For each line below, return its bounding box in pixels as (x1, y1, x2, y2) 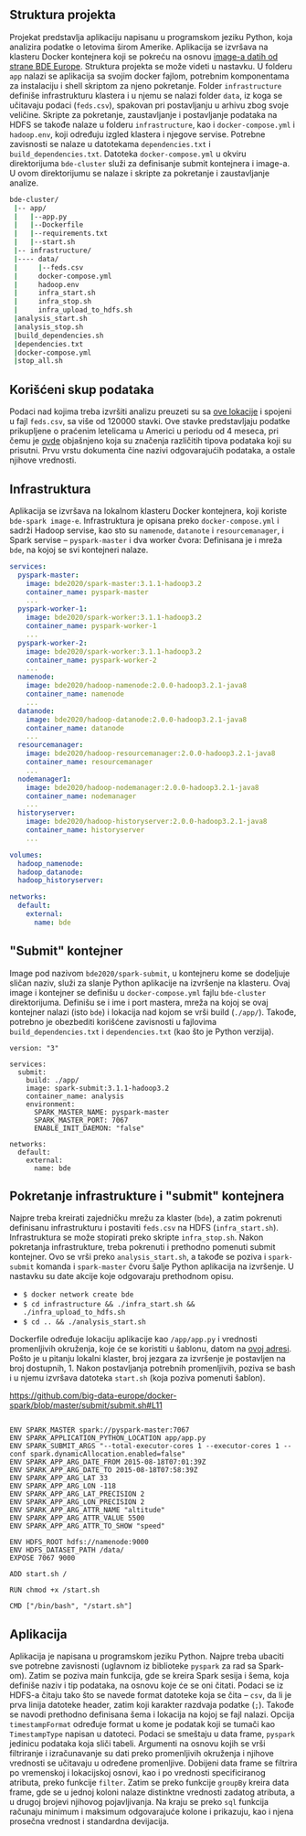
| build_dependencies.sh (13, 331, 104, 340)
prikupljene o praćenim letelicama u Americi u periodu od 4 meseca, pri (9, 425, 279, 437)
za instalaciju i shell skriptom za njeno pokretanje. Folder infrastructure (9, 80, 282, 91)
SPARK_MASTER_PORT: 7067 (33, 1115, 129, 1125)
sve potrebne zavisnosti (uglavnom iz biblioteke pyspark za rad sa (9, 1660, 257, 1671)
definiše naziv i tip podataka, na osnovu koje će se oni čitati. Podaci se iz (9, 1680, 284, 1691)
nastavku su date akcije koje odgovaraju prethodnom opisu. (9, 1271, 235, 1282)
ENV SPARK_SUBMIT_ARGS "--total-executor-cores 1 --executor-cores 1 (9, 1442, 280, 1451)
